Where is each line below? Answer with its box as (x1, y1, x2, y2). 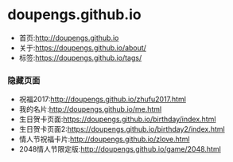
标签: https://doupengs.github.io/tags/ (18, 53, 142, 62)
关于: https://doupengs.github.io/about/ (18, 42, 146, 53)
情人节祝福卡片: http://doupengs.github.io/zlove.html (18, 134, 190, 144)
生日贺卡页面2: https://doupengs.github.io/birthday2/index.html (18, 124, 225, 134)
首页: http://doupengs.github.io (18, 33, 119, 42)
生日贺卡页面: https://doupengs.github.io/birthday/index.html (18, 114, 216, 124)
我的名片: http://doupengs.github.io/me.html (18, 105, 162, 114)
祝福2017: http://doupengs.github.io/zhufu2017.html (18, 94, 186, 105)
